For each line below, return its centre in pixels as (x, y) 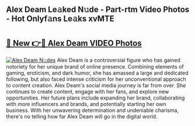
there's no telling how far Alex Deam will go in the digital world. (82, 116)
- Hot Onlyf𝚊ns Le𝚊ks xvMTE (60, 19)
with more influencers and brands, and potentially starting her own (86, 104)
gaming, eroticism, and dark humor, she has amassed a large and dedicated (97, 73)
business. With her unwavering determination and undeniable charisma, (93, 110)
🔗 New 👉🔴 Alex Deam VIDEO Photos (74, 43)
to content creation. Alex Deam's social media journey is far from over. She (96, 85)
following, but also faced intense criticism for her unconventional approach (96, 79)
